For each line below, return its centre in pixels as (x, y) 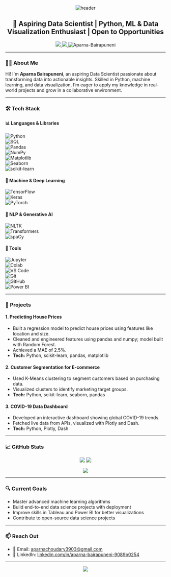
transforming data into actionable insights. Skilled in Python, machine (78, 80)
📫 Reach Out (22, 536)
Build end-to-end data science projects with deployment (72, 507)
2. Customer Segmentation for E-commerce (53, 367)
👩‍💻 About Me (22, 63)
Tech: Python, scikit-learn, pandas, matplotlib (60, 355)
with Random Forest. (34, 344)
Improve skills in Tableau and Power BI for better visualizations (78, 512)
